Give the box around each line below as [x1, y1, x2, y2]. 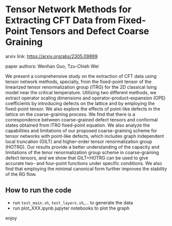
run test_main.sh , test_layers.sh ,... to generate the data [12, 199, 133, 206]
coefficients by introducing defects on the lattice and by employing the [5, 100, 155, 106]
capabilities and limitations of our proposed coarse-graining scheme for [5, 127, 158, 134]
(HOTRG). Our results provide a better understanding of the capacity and [5, 143, 160, 150]
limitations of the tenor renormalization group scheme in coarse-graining [5, 149, 159, 155]
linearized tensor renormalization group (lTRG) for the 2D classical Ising [5, 84, 157, 90]
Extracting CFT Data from [5, 14, 117, 26]
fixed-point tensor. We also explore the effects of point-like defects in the [5, 106, 161, 112]
